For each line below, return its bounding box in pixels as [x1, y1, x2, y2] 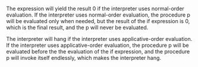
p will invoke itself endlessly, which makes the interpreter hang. [6, 55, 162, 61]
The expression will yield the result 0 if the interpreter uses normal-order [6, 5, 184, 12]
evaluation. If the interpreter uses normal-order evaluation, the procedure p [6, 11, 190, 18]
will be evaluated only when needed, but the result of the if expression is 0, [6, 18, 190, 24]
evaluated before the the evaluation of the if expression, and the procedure [6, 48, 190, 55]
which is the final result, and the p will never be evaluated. [6, 24, 149, 31]
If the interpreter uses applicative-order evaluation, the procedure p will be [6, 42, 189, 49]
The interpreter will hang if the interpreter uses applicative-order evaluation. [6, 36, 193, 42]
